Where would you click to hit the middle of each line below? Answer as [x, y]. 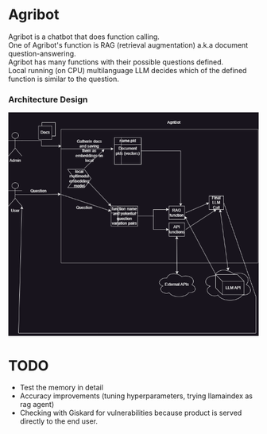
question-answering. [43, 53]
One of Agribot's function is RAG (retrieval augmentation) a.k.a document [128, 45]
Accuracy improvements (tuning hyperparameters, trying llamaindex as [136, 396]
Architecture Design [48, 99]
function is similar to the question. [64, 79]
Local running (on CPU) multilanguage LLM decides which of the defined [128, 70]
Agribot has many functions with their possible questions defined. [116, 62]
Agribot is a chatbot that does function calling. [84, 37]
